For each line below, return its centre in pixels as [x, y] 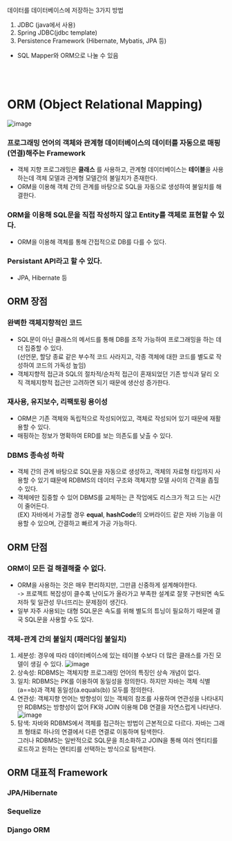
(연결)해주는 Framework [47, 153]
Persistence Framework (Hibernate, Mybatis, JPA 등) [92, 41]
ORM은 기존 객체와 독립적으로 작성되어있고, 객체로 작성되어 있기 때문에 [113, 418]
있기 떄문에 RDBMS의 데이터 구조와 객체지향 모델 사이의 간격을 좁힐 [128, 480]
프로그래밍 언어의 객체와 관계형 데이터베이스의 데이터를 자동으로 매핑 [114, 142]
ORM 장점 [28, 301]
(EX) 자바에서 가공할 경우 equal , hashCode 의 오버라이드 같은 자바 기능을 [116, 515]
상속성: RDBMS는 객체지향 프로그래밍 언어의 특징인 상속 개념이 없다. [109, 673]
